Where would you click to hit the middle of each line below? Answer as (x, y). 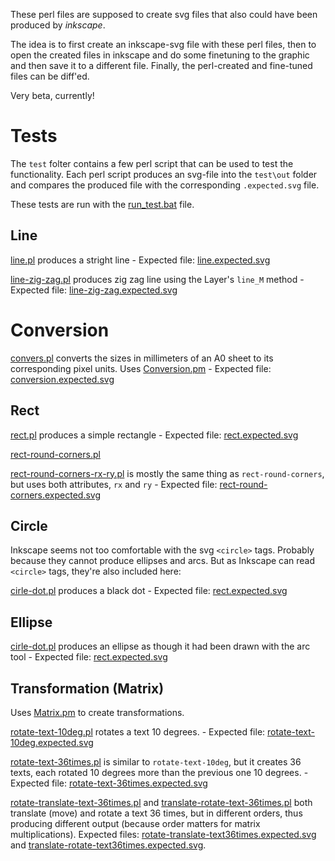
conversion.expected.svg (62, 379)
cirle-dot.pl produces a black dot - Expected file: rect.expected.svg (149, 591)
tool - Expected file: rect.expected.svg (89, 657)
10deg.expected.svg (52, 742)
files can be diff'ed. (50, 76)
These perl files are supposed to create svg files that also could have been (164, 14)
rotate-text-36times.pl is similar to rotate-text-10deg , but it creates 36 (156, 761)
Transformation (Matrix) (87, 688)
